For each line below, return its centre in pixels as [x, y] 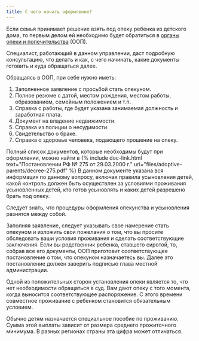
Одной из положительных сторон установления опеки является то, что [97, 281]
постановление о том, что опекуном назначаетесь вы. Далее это [90, 257]
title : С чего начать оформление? [49, 12]
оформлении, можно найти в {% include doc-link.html [74, 158]
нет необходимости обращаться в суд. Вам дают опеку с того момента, [99, 288]
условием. [20, 307]
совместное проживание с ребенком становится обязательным [88, 300]
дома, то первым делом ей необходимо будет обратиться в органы [93, 35]
